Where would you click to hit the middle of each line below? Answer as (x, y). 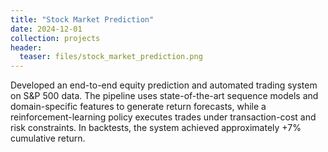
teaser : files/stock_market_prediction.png (111, 57)
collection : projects (55, 38)
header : (26, 47)
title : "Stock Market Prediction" (82, 19)
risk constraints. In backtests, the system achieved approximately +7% (156, 128)
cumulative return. (48, 138)
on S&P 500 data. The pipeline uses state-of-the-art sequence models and (164, 96)
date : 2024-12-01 (46, 29)
